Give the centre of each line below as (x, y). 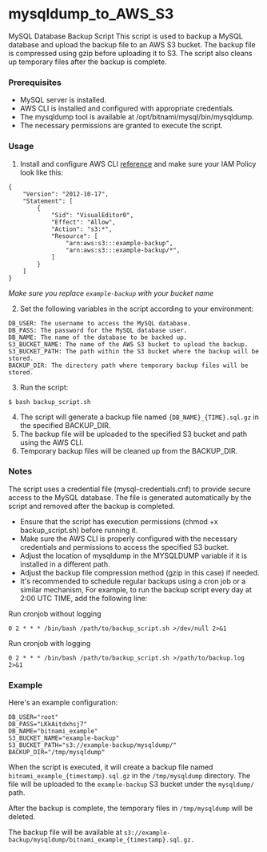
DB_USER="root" (34, 717)
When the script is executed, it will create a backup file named (111, 767)
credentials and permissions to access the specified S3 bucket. (124, 547)
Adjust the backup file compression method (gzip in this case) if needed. (139, 572)
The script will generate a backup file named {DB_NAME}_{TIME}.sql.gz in (139, 417)
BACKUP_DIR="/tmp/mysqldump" (57, 753)
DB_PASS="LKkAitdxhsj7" (48, 725)
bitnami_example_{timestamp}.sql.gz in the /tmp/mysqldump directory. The (130, 776)
